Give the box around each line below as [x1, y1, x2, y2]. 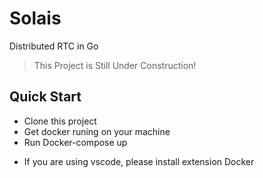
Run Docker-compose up [23, 136, 128, 148]
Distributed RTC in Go [9, 40, 99, 52]
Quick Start [9, 88, 82, 106]
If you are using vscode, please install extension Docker [23, 155, 255, 167]
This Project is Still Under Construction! [33, 59, 197, 71]
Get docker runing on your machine [23, 125, 171, 137]
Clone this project [23, 115, 97, 127]
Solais [9, 7, 62, 30]
